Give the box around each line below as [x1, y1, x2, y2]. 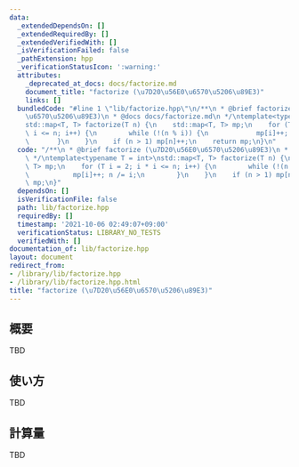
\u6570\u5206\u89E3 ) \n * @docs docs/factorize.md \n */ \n [25, 112, 241, 121]
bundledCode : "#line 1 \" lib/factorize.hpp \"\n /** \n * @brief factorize [17, 104, 293, 113]
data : [9, 12, 29, 22]
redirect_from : [9, 262, 66, 270]
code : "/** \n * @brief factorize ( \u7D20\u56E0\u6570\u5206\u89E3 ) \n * [17, 145, 289, 154]
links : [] [25, 95, 62, 105]
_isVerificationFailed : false [17, 46, 129, 55]
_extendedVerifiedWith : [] [17, 37, 117, 47]
